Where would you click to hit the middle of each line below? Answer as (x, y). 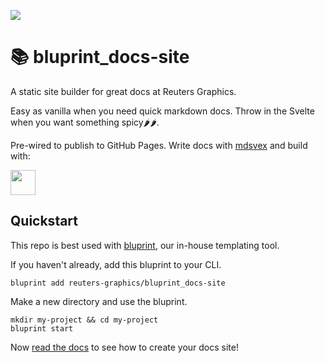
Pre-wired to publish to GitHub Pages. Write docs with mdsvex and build (159, 145)
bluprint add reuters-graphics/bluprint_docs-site (118, 283)
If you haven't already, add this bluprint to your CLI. (116, 264)
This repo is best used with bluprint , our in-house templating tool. (145, 245)
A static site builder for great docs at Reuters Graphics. (123, 91)
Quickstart (44, 221)
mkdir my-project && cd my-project (84, 320)
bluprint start (42, 328)
